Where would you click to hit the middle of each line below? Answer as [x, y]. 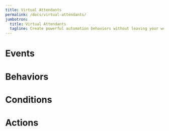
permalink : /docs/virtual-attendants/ [46, 15]
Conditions [29, 100]
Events [20, 54]
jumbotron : [17, 19]
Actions [22, 123]
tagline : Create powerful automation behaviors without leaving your [84, 29]
